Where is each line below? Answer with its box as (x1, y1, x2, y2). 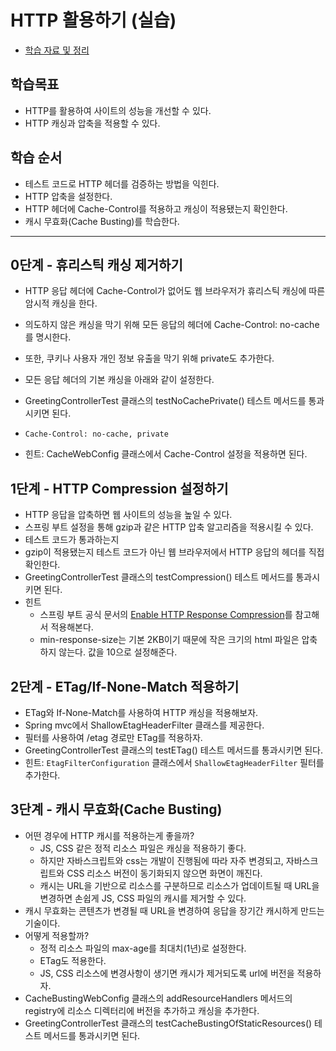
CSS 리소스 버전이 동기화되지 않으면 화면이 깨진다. (66, 867, 263, 879)
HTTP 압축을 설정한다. (24, 190, 113, 202)
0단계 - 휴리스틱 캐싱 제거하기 (10, 256, 183, 273)
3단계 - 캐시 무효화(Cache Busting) (10, 801, 223, 818)
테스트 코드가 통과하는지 (24, 534, 120, 546)
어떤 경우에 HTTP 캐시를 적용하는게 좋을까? (24, 829, 195, 841)
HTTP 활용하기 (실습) (10, 9, 177, 32)
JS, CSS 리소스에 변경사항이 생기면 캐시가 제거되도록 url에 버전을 (39, 967, 295, 979)
